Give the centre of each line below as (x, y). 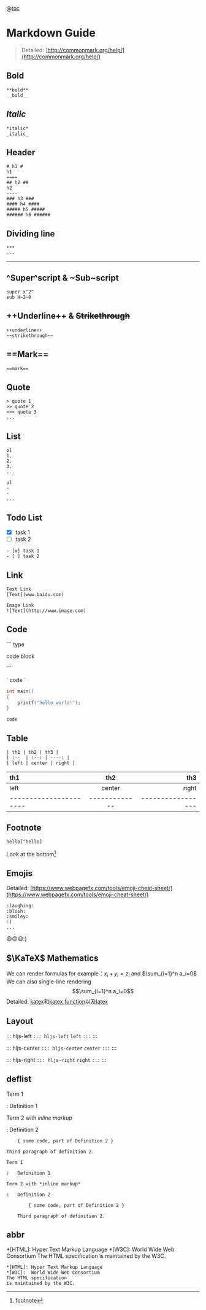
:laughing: (20, 906)
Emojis (19, 873)
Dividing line (31, 234)
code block (21, 656)
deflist (19, 1079)
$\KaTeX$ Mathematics (52, 958)
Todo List (25, 517)
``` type (15, 644)
